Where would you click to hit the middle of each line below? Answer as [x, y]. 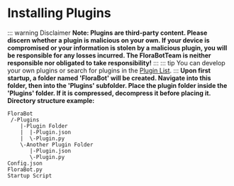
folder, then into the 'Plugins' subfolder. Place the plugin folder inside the [117, 85]
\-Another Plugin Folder [57, 144]
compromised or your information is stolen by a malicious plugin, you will [117, 48]
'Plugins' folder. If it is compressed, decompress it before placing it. [109, 93]
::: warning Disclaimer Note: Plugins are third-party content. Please [107, 33]
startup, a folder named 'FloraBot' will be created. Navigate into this [109, 78]
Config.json [25, 163]
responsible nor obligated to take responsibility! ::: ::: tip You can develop [116, 62]
